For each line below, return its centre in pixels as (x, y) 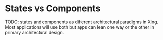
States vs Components (53, 9)
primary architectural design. (35, 32)
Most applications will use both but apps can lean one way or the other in (80, 27)
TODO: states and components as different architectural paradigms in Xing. (82, 22)
